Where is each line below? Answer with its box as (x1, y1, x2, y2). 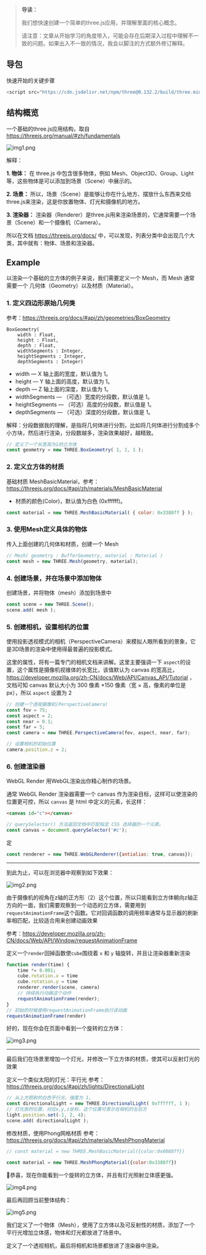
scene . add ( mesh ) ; (6, 607, 56, 613)
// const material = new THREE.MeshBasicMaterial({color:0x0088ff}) (6, 1148, 185, 1154)
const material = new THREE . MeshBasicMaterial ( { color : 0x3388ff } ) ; (6, 509, 193, 516)
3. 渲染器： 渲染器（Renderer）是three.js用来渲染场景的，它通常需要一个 (6, 211, 191, 218)
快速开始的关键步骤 (6, 77, 55, 84)
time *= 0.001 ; (17, 967, 56, 973)
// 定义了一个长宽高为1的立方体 (6, 441, 77, 447)
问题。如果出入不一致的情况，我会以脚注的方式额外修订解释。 (32, 40, 188, 47)
